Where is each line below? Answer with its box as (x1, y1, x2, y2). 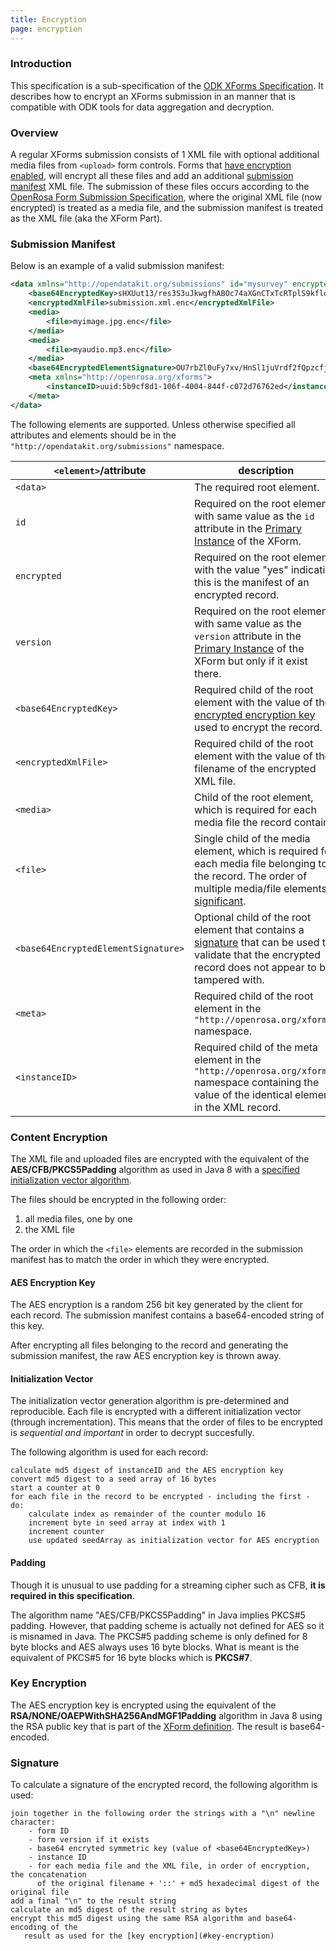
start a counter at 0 (10, 1483, 101, 1493)
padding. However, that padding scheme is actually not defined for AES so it (10, 1619, 325, 1631)
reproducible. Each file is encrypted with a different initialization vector (10, 1406, 302, 1418)
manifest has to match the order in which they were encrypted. (10, 1253, 270, 1265)
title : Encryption (10, 14, 87, 25)
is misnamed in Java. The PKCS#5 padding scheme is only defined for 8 (10, 1630, 308, 1642)
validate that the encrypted (194, 947, 321, 961)
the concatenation (10, 1870, 87, 1880)
